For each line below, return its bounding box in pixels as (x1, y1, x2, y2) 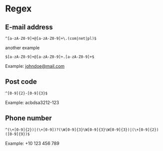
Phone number (5, 114, 52, 123)
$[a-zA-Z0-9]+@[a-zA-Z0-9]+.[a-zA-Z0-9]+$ (5, 54, 94, 59)
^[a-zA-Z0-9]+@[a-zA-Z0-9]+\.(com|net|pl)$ (5, 36, 97, 41)
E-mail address (5, 23, 53, 31)
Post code (5, 78, 37, 86)
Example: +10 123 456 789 (5, 140, 60, 146)
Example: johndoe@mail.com (5, 63, 65, 69)
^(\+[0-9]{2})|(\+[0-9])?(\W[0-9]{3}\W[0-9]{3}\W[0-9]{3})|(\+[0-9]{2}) (5, 127, 159, 132)
